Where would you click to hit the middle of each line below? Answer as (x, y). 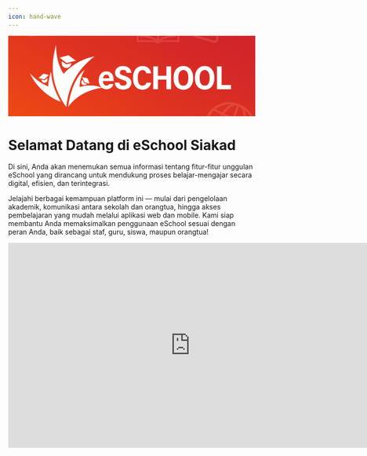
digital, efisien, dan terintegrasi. (59, 184)
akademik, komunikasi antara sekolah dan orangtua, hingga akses (114, 207)
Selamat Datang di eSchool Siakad (122, 145)
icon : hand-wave (35, 16)
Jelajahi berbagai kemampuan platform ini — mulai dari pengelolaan (118, 199)
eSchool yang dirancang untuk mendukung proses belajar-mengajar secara (130, 175)
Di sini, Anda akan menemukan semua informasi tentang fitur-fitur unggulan (131, 167)
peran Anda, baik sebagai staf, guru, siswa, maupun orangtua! (109, 232)
